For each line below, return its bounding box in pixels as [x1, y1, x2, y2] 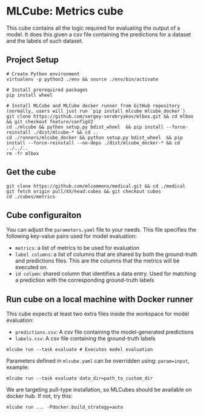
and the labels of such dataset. [6, 37, 84, 44]
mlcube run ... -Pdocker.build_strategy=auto [6, 404, 123, 411]
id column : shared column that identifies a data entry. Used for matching [15, 270, 196, 277]
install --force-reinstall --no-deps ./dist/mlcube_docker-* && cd [6, 139, 181, 146]
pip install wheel [6, 92, 53, 98]
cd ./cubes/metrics [6, 193, 56, 200]
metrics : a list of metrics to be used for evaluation [15, 244, 139, 252]
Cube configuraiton [6, 210, 82, 220]
